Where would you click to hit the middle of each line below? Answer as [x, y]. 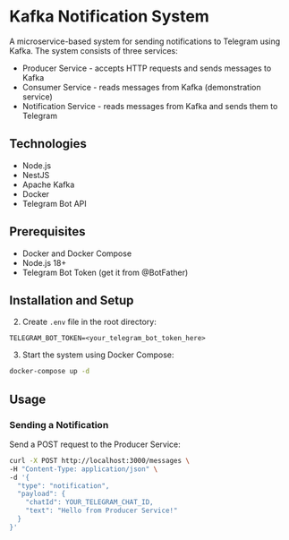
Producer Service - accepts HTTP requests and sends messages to [147, 68]
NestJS [36, 175]
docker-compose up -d [50, 372]
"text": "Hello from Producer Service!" [102, 511]
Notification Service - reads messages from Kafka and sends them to [150, 106]
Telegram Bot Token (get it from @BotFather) [105, 272]
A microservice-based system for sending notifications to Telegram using [145, 41]
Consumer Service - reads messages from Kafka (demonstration [141, 87]
